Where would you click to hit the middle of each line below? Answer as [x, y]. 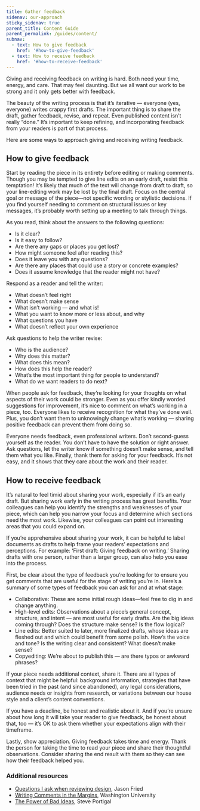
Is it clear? [27, 234]
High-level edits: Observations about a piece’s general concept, [93, 612]
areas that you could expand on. [46, 527]
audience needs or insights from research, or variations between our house [99, 693]
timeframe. [20, 730]
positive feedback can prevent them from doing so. [69, 425]
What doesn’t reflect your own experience [67, 327]
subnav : [16, 39]
